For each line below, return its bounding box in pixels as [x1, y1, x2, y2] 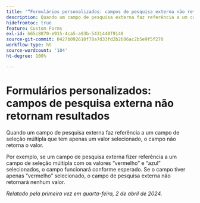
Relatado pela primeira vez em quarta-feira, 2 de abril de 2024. [6, 190, 162, 197]
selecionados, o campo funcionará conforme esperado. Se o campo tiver [6, 165, 186, 173]
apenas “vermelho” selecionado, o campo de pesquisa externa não [6, 172, 171, 179]
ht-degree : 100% [6, 53, 46, 59]
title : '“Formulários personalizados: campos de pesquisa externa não [6, 8, 185, 15]
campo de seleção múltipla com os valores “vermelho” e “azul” [6, 159, 161, 167]
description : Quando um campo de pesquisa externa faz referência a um [6, 14, 187, 20]
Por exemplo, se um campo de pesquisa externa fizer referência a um [6, 153, 177, 160]
